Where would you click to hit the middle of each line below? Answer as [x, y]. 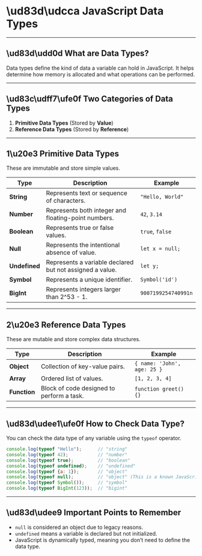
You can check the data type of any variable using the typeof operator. [94, 438]
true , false [156, 232]
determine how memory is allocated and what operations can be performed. [101, 74]
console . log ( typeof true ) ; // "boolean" [68, 460]
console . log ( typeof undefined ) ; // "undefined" [71, 466]
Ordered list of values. [72, 378]
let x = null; [161, 249]
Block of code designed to [78, 388]
